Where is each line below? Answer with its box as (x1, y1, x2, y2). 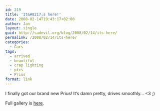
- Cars (9, 44, 23, 49)
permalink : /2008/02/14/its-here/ (5, 35, 77, 40)
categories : (5, 40, 30, 45)
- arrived (9, 53, 30, 59)
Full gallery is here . (5, 100, 44, 106)
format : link (5, 77, 32, 82)
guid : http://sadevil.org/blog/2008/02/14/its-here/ (5, 30, 117, 35)
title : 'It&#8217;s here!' (5, 12, 61, 17)
